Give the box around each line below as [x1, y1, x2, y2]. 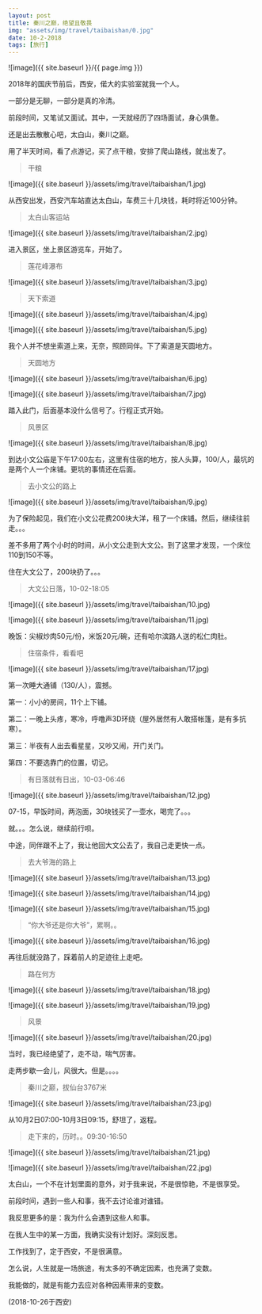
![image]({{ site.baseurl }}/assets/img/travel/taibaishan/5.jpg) [8, 325, 207, 334]
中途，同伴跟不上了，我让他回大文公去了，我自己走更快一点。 [8, 841, 210, 850]
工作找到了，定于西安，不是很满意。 [8, 1247, 127, 1256]
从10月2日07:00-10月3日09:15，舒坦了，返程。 [8, 1115, 161, 1125]
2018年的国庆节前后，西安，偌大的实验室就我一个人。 [8, 79, 184, 89]
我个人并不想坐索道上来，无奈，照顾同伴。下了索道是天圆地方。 [8, 342, 216, 351]
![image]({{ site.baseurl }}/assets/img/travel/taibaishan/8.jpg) [8, 438, 208, 448]
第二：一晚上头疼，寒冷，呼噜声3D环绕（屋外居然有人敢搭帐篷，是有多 [8, 714, 240, 724]
